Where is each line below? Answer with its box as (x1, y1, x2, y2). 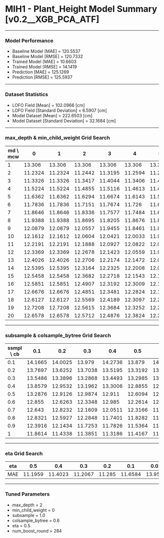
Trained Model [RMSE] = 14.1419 (12, 64, 77, 70)
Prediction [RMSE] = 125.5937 (12, 74, 73, 80)
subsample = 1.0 (12, 512, 45, 518)
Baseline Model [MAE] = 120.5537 (12, 48, 81, 54)
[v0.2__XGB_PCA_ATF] (5, 14, 100, 25)
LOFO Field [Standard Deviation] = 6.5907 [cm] (12, 107, 107, 113)
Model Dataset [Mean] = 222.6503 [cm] (12, 112, 93, 118)
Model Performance (5, 37, 54, 44)
